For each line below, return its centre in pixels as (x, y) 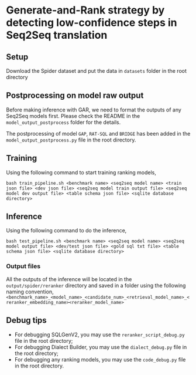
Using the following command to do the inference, (66, 231)
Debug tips (26, 320)
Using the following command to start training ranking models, (81, 172)
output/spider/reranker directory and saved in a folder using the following (96, 285)
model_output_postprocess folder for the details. (63, 122)
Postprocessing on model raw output (75, 95)
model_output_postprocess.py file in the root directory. (71, 140)
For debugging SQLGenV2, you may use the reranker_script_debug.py (100, 335)
